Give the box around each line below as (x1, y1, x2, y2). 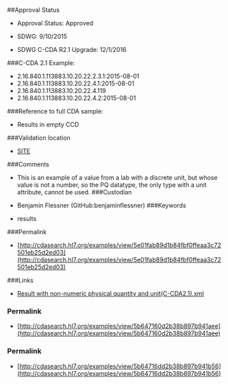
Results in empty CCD (16, 120, 79, 129)
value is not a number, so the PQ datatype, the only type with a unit (16, 181, 207, 189)
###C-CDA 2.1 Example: (7, 59, 75, 67)
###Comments (7, 160, 50, 168)
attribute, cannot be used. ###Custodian (16, 188, 132, 196)
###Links (7, 277, 34, 284)
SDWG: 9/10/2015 (16, 32, 67, 40)
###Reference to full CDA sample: (7, 107, 104, 115)
